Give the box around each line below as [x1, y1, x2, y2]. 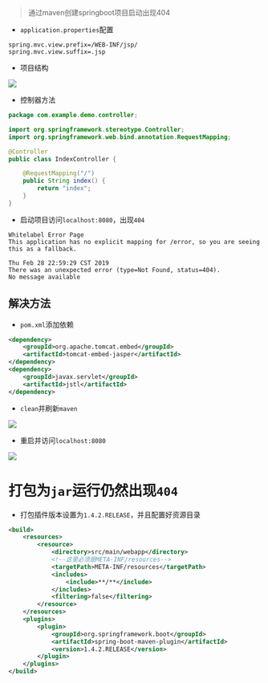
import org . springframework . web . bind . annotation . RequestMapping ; [8, 132, 231, 141]
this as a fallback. [8, 245, 78, 253]
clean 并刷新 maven [19, 403, 78, 413]
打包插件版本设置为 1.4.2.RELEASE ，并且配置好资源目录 [19, 510, 201, 519]
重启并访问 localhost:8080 [19, 435, 107, 445]
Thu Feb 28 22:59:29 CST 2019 [8, 258, 110, 267]
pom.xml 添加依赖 [19, 319, 74, 329]
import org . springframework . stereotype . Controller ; [8, 125, 185, 133]
